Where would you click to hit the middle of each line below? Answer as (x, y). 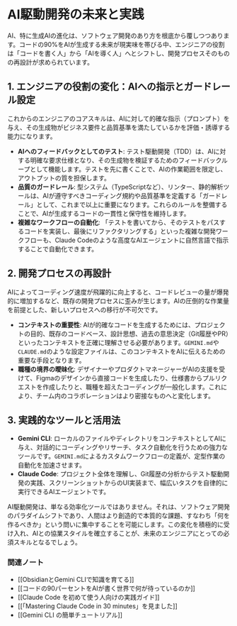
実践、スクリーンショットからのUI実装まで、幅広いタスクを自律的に (129, 483)
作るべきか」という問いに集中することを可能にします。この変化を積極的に (116, 525)
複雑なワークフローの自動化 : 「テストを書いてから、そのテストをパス (118, 222)
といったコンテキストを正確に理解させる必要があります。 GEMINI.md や (118, 342)
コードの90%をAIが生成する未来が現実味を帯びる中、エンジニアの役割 (122, 44)
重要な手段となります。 (51, 360)
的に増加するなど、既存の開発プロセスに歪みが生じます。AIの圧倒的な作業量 (118, 301)
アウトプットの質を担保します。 (64, 177)
